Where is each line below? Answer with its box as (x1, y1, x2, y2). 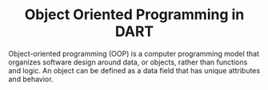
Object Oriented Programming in (24, 6, 245, 24)
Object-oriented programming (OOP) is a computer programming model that (8, 49, 260, 58)
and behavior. (8, 74, 54, 84)
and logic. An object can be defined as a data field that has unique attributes (8, 65, 261, 75)
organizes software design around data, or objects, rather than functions (8, 57, 248, 67)
